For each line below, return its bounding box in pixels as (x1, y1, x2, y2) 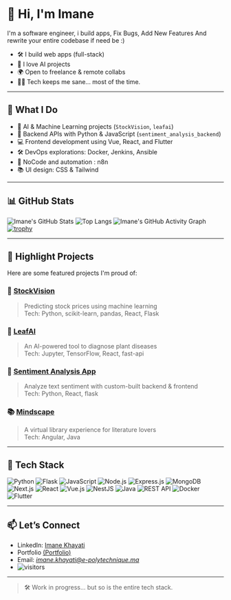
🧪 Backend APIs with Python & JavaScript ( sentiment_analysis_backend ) (16, 130, 221, 138)
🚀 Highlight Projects (7, 251, 94, 262)
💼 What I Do (7, 104, 58, 116)
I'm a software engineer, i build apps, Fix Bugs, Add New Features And (7, 29, 207, 37)
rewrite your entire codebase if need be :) (7, 36, 125, 44)
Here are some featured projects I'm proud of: (7, 269, 137, 278)
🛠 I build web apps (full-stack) (16, 50, 105, 58)
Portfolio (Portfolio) (16, 548, 71, 557)
